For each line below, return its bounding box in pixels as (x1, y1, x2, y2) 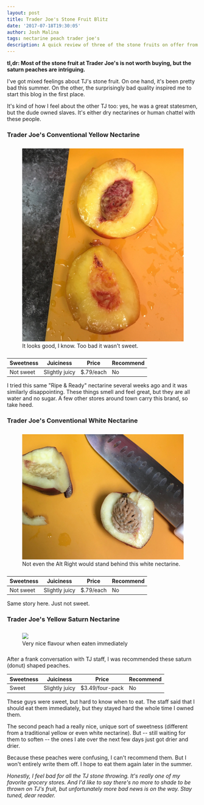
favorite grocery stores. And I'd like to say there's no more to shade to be (7, 778, 191, 786)
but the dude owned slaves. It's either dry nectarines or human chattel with (7, 109, 195, 116)
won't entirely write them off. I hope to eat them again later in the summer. (7, 760, 192, 767)
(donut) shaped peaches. (7, 662, 71, 669)
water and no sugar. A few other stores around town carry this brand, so (7, 395, 188, 402)
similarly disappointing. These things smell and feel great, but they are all (7, 388, 191, 396)
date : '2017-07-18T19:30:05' (7, 23, 81, 29)
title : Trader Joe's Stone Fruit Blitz (7, 16, 108, 23)
